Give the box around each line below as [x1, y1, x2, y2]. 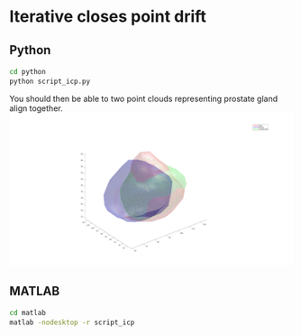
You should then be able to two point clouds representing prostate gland [9, 93, 278, 104]
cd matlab [9, 309, 47, 318]
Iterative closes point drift [9, 6, 207, 27]
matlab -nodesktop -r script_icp [9, 318, 135, 327]
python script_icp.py [9, 77, 91, 86]
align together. [9, 102, 63, 114]
